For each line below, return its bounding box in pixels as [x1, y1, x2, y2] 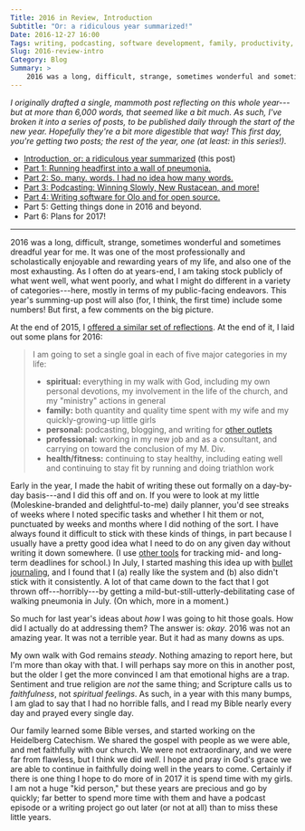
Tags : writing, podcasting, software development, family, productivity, [10, 38, 295, 48]
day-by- [262, 480, 292, 491]
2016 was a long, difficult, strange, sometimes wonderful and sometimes [10, 236, 281, 247]
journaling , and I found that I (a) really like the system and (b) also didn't [10, 567, 279, 578]
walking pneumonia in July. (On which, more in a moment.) [10, 595, 230, 607]
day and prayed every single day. [10, 707, 135, 718]
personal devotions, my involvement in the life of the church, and [45, 386, 289, 396]
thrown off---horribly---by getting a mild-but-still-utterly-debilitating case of [10, 586, 295, 597]
